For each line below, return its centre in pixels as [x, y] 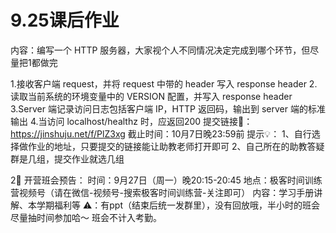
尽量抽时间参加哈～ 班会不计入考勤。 [86, 217]
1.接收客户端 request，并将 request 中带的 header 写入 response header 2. [164, 83]
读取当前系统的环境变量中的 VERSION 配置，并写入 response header [151, 96]
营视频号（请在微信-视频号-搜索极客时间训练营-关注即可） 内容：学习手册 [162, 192]
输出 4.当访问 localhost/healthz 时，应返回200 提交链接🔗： [131, 121]
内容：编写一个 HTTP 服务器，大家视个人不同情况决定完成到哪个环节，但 [160, 50]
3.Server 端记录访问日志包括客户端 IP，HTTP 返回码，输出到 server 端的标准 [168, 108]
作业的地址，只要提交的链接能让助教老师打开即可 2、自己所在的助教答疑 [176, 146]
